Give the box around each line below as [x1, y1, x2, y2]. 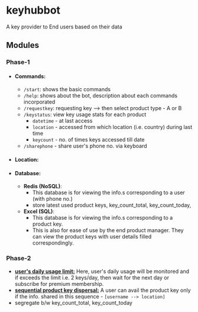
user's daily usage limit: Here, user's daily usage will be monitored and [14, 268, 190, 275]
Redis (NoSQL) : [23, 183, 62, 190]
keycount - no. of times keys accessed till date [32, 136, 145, 143]
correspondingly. [32, 239, 74, 246]
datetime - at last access [32, 117, 93, 124]
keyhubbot [6, 4, 61, 17]
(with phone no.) [32, 195, 73, 202]
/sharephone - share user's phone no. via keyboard [23, 143, 148, 150]
